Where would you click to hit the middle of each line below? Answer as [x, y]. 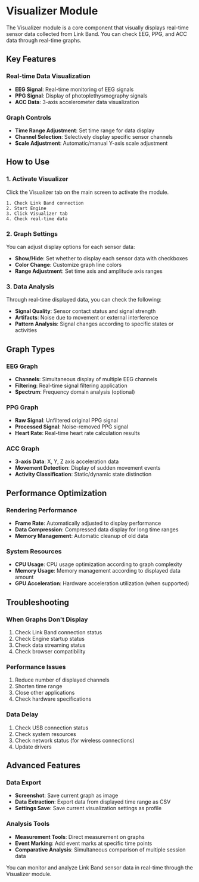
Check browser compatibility [50, 652]
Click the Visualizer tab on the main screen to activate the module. [87, 192]
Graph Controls [29, 117]
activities [26, 330]
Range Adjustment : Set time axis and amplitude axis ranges [88, 271]
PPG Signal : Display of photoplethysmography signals [81, 95]
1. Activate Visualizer [37, 179]
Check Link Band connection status [58, 632]
